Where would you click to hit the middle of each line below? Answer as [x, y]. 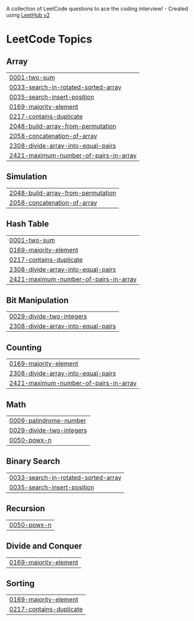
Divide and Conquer [44, 546]
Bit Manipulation [37, 300]
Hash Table [28, 224]
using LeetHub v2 [28, 15]
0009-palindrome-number [48, 421]
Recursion [26, 508]
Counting [24, 347]
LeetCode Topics [49, 39]
